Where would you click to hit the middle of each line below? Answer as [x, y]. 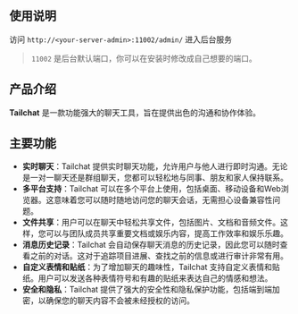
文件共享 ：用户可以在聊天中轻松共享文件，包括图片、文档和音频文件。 [151, 223]
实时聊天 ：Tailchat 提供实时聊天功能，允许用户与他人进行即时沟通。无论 [155, 166]
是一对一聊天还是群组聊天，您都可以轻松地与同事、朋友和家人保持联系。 [155, 178]
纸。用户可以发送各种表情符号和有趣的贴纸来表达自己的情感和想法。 [147, 278]
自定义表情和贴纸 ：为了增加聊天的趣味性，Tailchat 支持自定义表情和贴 [151, 267]
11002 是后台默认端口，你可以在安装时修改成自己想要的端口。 [144, 58]
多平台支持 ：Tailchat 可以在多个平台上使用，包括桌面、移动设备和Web [151, 189]
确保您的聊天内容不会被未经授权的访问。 [120, 301]
